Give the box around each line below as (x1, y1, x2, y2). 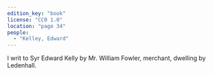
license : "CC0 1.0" (7, 16, 63, 23)
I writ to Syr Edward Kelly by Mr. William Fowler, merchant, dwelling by (7, 54, 206, 62)
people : (7, 29, 30, 36)
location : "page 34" (7, 22, 67, 29)
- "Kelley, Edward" (13, 35, 69, 42)
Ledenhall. (7, 61, 37, 70)
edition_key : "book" (7, 10, 67, 17)
